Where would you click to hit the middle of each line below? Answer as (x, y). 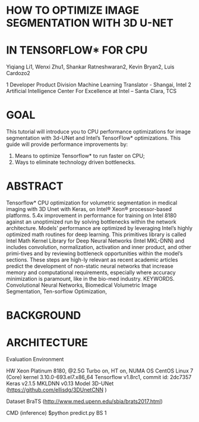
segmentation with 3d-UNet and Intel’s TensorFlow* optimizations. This (94, 138)
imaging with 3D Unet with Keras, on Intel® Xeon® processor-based (89, 209)
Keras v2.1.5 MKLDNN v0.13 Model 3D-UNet (60, 384)
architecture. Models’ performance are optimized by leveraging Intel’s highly (99, 228)
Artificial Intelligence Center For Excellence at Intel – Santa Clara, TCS (91, 91)
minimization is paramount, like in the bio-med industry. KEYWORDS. (91, 279)
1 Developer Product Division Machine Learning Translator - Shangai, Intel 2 (99, 85)
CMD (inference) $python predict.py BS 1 (56, 413)
